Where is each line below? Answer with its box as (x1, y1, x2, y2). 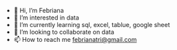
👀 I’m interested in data (13, 14, 79, 22)
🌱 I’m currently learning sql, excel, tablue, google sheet (13, 21, 170, 28)
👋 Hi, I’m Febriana (13, 7, 64, 14)
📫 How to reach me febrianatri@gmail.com (13, 36, 137, 43)
